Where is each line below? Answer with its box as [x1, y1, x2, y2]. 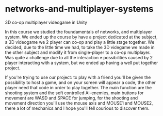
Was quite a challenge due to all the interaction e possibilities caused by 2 [5, 54, 153, 60]
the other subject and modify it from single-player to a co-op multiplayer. [5, 50, 151, 55]
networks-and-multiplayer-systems [5, 3, 154, 15]
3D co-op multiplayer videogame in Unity [5, 19, 87, 25]
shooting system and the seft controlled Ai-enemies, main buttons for [5, 90, 144, 96]
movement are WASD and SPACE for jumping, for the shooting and [5, 95, 138, 100]
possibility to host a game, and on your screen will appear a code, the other [5, 79, 156, 85]
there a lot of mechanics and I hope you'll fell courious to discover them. [5, 105, 149, 111]
